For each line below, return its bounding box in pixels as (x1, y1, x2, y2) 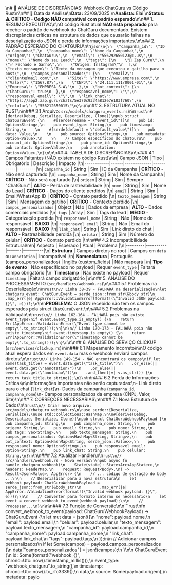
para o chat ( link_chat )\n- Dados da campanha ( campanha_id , (5, 386, 136, 392)
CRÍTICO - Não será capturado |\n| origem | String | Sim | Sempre (5, 177, 144, 182)
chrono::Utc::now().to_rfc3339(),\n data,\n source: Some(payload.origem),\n (5, 569, 167, 574)
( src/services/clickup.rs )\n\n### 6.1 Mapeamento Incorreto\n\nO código (5, 345, 162, 351)
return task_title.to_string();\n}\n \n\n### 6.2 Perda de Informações (5, 375, 159, 380)
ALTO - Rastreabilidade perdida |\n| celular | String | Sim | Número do (5, 231, 154, 237)
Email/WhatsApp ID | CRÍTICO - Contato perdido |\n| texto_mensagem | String (5, 193, 166, 199)
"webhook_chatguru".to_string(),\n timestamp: (5, 563, 103, 569)
